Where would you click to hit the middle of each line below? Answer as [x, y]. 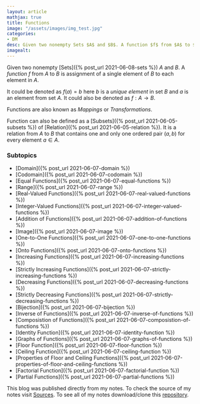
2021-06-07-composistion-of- [153, 320]
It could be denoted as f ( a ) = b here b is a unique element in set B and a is [98, 91]
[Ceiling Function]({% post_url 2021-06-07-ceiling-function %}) [93, 352]
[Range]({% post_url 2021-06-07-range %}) [69, 187]
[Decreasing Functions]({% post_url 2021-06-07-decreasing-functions [102, 282]
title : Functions [28, 23]
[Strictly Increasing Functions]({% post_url [67, 270]
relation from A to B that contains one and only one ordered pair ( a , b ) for [96, 133]
